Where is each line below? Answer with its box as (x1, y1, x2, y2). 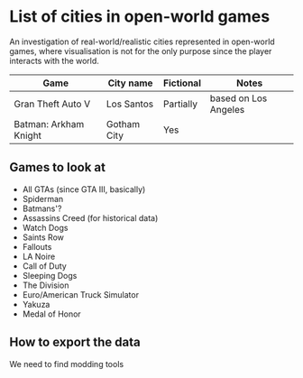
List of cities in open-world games (9, 6, 271, 27)
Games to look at (9, 160, 106, 175)
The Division (22, 280, 69, 290)
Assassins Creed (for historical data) (22, 212, 159, 223)
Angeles (209, 103, 245, 115)
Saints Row (22, 232, 65, 243)
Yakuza (22, 299, 50, 309)
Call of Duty (22, 260, 68, 272)
